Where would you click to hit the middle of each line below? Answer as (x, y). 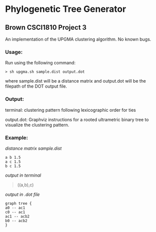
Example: (17, 138)
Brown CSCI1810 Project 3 (46, 27)
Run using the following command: (40, 63)
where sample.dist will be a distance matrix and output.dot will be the (76, 81)
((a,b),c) (25, 185)
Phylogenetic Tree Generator (66, 9)
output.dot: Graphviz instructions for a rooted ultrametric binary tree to (77, 119)
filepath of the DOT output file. (36, 86)
